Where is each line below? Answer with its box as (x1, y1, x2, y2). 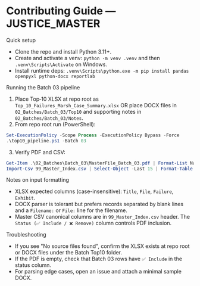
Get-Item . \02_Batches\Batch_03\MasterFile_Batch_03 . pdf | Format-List (6, 160, 187, 166)
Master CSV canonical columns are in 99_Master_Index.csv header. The (14, 213, 190, 220)
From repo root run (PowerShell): (14, 120, 96, 128)
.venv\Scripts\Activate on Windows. (14, 61, 107, 68)
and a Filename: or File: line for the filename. (14, 207, 128, 214)
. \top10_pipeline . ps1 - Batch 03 (6, 138, 86, 144)
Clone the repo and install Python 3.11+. (14, 48, 112, 55)
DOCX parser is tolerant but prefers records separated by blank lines (14, 201, 183, 208)
